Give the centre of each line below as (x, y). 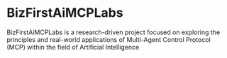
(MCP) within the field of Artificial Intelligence (73, 47)
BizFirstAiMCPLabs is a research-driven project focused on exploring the (113, 32)
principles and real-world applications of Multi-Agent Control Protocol (109, 39)
